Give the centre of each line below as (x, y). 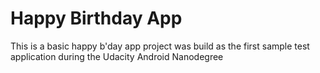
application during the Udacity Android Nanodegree (117, 56)
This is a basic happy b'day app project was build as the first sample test (160, 46)
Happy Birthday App (96, 18)
